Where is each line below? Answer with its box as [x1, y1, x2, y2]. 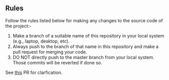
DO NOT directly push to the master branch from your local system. [12, 54, 155, 60]
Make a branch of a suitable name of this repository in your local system [12, 32, 164, 38]
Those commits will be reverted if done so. [12, 59, 103, 65]
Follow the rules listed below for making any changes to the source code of [5, 17, 163, 23]
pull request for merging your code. [12, 49, 88, 55]
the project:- [5, 23, 32, 29]
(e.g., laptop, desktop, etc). [12, 38, 70, 44]
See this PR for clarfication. [5, 69, 63, 75]
